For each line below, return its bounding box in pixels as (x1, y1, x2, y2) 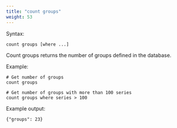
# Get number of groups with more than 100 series (6, 89, 132, 95)
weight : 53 (6, 14, 33, 20)
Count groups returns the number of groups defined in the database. (6, 51, 172, 58)
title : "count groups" (6, 8, 61, 15)
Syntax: (6, 30, 25, 37)
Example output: (6, 105, 46, 112)
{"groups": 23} (6, 116, 43, 122)
